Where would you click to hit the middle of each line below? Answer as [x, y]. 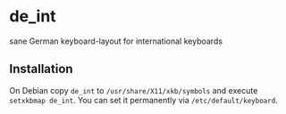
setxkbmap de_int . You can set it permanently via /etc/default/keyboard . [144, 100]
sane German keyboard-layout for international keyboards [116, 41]
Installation [41, 69]
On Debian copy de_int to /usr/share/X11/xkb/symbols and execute [134, 90]
